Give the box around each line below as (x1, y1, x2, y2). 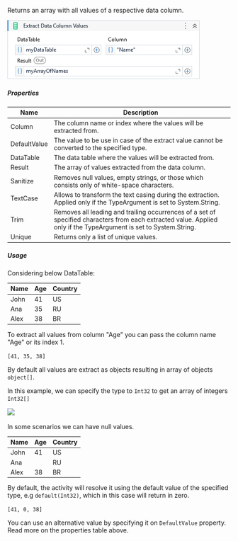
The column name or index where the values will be (54, 118, 204, 127)
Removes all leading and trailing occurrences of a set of (54, 208, 216, 217)
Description (123, 108, 159, 117)
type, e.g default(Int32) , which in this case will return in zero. (7, 491, 190, 500)
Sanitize (10, 177, 34, 186)
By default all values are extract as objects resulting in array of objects (7, 365, 213, 374)
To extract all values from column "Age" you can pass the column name (7, 330, 216, 338)
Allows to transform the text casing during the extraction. (54, 190, 220, 199)
